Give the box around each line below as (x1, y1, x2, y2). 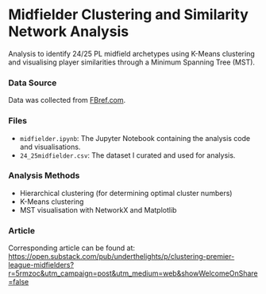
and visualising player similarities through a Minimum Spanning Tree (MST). (8, 57, 256, 67)
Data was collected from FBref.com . (8, 96, 126, 105)
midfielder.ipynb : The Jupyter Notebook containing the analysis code (19, 133, 251, 143)
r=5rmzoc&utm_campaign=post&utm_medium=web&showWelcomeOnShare (8, 269, 258, 278)
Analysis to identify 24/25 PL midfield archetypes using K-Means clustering (8, 49, 256, 58)
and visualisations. (19, 142, 81, 151)
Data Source (8, 77, 57, 88)
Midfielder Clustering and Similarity (8, 6, 249, 24)
